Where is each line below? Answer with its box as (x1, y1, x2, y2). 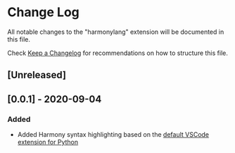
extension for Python (17, 138, 79, 147)
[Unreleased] (7, 69, 67, 81)
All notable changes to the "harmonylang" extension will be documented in (7, 27, 224, 36)
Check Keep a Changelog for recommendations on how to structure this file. (7, 49, 229, 57)
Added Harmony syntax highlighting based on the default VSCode (17, 130, 210, 139)
